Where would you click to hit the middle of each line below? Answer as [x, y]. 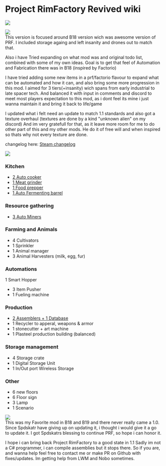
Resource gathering [29, 206]
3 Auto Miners [27, 216]
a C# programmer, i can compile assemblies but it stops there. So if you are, [83, 448]
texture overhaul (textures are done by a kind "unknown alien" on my [76, 119]
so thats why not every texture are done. [47, 134]
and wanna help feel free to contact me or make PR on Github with [73, 453]
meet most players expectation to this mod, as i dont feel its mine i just [77, 98]
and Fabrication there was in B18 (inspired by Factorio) [61, 67]
